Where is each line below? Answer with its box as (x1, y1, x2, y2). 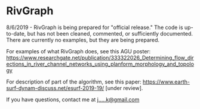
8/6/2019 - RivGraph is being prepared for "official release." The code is (6, 24, 183, 31)
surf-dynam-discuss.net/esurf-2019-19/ (6, 84, 104, 91)
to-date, (6, 30, 26, 37)
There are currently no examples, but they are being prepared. (6, 36, 160, 43)
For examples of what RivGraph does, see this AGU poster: (6, 47, 151, 54)
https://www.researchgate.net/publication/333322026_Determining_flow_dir (6, 54, 194, 61)
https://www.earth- (142, 78, 190, 85)
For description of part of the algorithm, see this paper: (6, 78, 141, 85)
